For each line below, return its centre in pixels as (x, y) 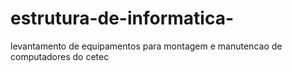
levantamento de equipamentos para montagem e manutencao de (146, 46)
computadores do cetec (60, 56)
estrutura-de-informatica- (122, 18)
